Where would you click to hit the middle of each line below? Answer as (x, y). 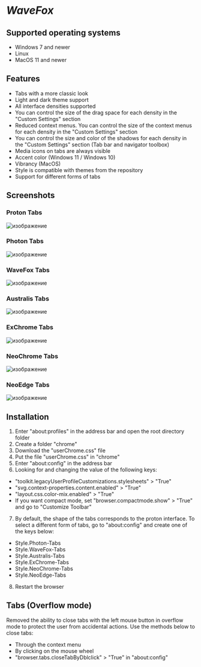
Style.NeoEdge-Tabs (40, 575)
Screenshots (31, 195)
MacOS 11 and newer (41, 60)
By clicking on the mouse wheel (54, 651)
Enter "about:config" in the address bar (64, 464)
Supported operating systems (64, 33)
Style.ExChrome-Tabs (42, 562)
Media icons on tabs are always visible (63, 150)
